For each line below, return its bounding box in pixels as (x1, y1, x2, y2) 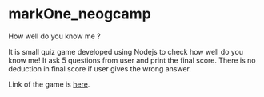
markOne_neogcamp (8, 5, 152, 23)
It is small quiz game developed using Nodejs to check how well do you (8, 46, 244, 56)
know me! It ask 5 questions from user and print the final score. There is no (8, 55, 256, 65)
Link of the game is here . (8, 79, 90, 89)
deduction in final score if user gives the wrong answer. (8, 63, 192, 73)
